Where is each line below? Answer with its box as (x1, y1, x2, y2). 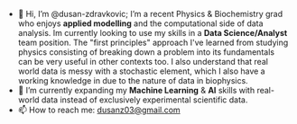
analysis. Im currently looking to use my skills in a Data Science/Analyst (17, 28, 288, 38)
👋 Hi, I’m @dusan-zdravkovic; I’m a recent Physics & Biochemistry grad (17, 9, 283, 19)
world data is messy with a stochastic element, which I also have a (17, 66, 265, 76)
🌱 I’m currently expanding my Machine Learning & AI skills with (17, 85, 255, 95)
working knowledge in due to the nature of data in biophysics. (17, 75, 248, 85)
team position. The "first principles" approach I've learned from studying (17, 37, 289, 48)
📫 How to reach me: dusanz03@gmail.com (17, 104, 181, 115)
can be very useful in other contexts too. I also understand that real (17, 57, 269, 66)
